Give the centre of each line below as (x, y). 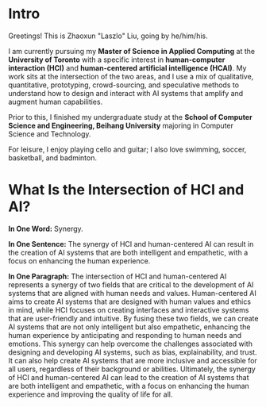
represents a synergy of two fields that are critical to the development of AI (131, 284)
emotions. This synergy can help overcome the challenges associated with (130, 344)
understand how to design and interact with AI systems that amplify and (126, 93)
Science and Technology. (50, 134)
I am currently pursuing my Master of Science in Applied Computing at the (132, 51)
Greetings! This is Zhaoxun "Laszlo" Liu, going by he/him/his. (108, 36)
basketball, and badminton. (53, 157)
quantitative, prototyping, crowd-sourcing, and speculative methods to (124, 85)
